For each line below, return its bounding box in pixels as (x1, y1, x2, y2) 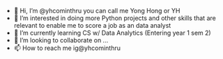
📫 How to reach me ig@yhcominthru (13, 44, 121, 52)
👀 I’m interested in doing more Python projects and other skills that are (13, 14, 216, 22)
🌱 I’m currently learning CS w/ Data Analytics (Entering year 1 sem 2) (13, 28, 211, 37)
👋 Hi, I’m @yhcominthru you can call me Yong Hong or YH (13, 7, 180, 15)
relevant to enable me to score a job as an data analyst (13, 22, 171, 29)
